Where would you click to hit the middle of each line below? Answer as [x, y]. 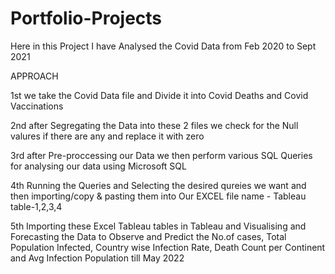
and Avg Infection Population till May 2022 [97, 258]
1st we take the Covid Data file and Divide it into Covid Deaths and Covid [159, 95]
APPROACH [34, 76]
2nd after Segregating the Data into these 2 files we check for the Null [154, 125]
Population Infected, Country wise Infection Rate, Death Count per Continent [168, 247]
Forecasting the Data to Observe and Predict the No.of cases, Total [148, 236]
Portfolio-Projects [86, 18]
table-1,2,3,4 [36, 206]
